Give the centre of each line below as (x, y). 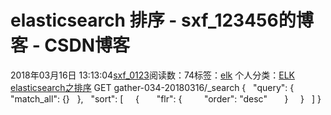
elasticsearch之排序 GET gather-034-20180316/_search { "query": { (152, 87)
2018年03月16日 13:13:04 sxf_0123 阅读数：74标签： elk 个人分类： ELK (152, 75)
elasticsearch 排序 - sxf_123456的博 (162, 20)
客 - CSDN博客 (70, 45)
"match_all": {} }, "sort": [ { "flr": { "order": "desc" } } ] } (166, 98)
